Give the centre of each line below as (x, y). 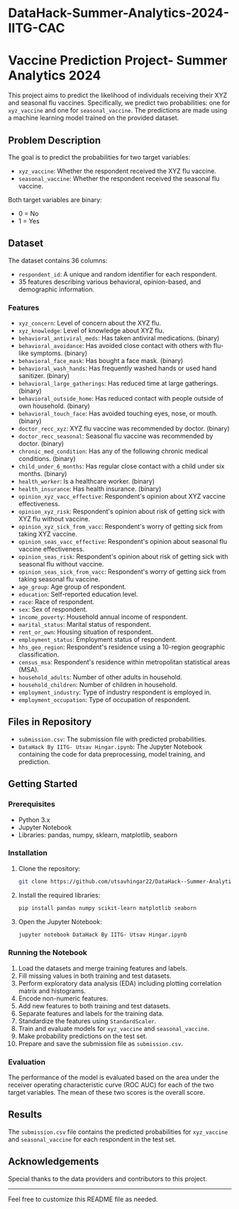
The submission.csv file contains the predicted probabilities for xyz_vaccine (118, 1132)
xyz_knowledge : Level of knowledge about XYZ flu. (91, 330)
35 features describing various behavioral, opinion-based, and (110, 282)
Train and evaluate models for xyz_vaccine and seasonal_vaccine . (114, 1028)
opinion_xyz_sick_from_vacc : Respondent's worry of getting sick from (120, 527)
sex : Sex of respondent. (53, 609)
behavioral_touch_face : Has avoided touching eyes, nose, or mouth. (118, 413)
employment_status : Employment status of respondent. (98, 640)
